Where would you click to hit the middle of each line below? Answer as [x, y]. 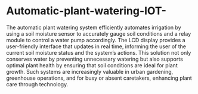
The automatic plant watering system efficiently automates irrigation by [94, 27]
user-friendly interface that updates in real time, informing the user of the [96, 46]
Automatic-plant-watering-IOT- [86, 11]
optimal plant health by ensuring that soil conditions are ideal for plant [92, 65]
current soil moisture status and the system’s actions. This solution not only [99, 52]
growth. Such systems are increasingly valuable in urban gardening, [90, 71]
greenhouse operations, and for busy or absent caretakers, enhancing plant [99, 78]
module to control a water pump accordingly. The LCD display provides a [96, 40]
